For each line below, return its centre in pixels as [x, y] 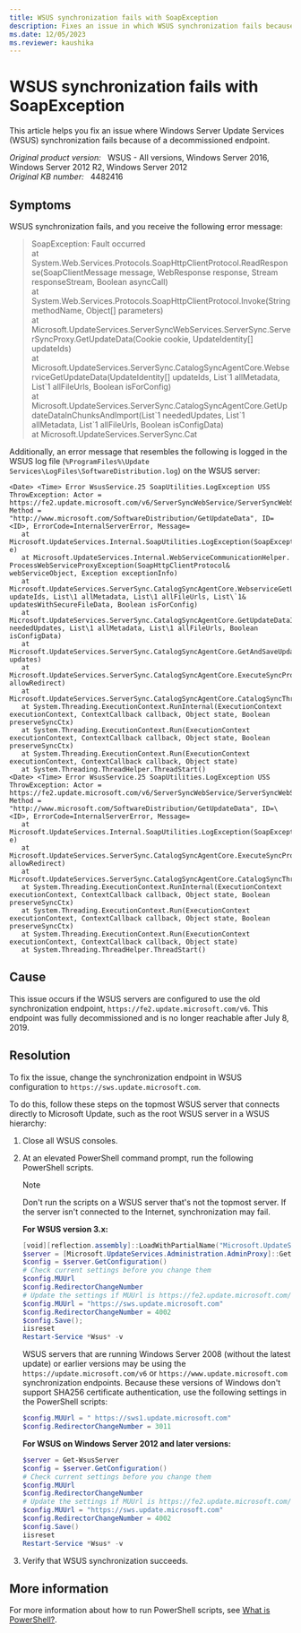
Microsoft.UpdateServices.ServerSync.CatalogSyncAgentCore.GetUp [159, 406]
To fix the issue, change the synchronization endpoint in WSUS [126, 1077]
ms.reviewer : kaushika [52, 43]
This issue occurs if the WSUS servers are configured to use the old [135, 998]
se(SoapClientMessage [74, 272]
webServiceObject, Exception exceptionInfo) [94, 574]
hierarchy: [28, 1123]
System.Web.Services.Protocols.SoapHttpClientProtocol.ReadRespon [159, 263]
